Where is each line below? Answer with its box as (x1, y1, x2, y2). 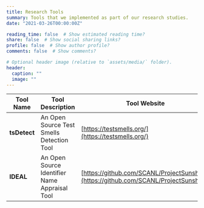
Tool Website (126, 99, 165, 108)
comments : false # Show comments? (6, 48, 97, 55)
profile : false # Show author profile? (6, 43, 110, 49)
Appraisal (40, 184, 68, 192)
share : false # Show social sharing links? (6, 37, 121, 43)
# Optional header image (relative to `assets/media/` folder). (6, 59, 172, 65)
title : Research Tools (6, 9, 64, 15)
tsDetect (9, 128, 35, 137)
